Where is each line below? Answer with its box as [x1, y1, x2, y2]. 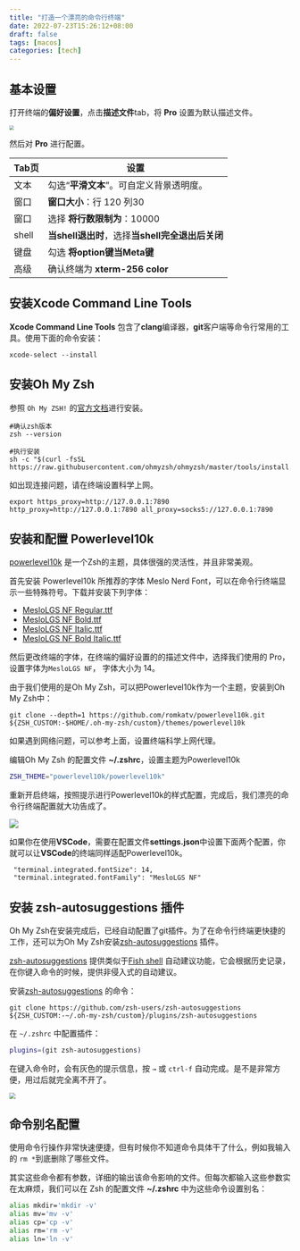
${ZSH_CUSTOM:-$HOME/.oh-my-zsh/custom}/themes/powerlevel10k [9, 718, 246, 728]
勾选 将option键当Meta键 [47, 246, 154, 258]
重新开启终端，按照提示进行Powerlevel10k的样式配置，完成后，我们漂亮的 [9, 790, 281, 801]
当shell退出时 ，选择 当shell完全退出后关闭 [47, 229, 224, 241]
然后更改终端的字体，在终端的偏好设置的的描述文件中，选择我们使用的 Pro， [9, 651, 290, 662]
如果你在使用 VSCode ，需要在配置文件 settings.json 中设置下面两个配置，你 [9, 836, 286, 847]
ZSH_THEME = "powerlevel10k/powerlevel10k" [9, 772, 166, 782]
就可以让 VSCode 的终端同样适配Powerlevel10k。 [9, 848, 187, 859]
